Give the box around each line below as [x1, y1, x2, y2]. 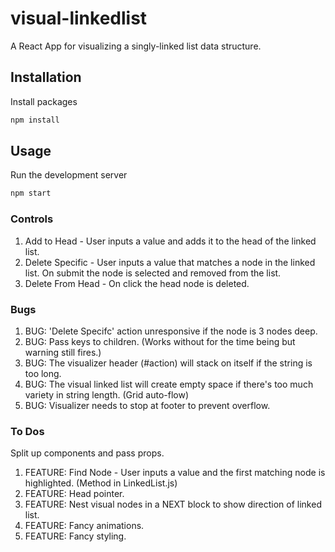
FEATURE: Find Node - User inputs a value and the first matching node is [24, 467, 326, 479]
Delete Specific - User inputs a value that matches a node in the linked [24, 256, 316, 268]
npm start [10, 188, 52, 199]
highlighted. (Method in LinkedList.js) [24, 477, 178, 489]
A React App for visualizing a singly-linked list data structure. [10, 40, 262, 52]
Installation [10, 69, 82, 86]
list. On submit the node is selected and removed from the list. [24, 267, 282, 279]
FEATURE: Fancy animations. [24, 520, 145, 532]
